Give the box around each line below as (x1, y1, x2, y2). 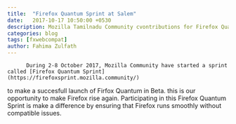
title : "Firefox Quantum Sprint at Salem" (7, 10, 137, 18)
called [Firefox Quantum (7, 68, 80, 75)
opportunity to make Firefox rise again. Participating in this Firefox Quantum (7, 94, 227, 102)
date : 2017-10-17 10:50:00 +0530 (7, 17, 112, 24)
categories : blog (7, 29, 58, 37)
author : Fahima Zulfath (7, 43, 77, 50)
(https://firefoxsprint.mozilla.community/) (7, 74, 140, 81)
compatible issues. (7, 109, 62, 117)
